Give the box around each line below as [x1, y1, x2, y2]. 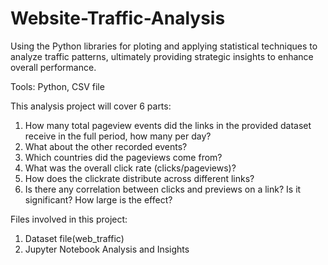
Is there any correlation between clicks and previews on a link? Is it [24, 183, 302, 195]
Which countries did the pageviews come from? [24, 151, 223, 163]
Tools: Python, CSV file [10, 80, 105, 92]
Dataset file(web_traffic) [24, 232, 125, 244]
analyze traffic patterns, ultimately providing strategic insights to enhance [10, 50, 314, 62]
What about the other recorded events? [24, 140, 188, 152]
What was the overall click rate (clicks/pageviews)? [24, 162, 237, 174]
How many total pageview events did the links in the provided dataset [24, 119, 312, 131]
